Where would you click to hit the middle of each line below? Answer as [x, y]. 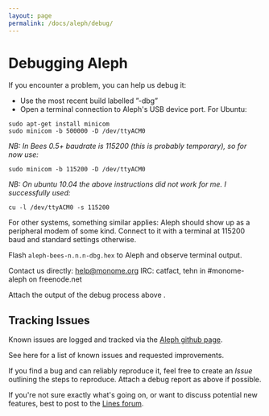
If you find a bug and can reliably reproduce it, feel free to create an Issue [130, 371]
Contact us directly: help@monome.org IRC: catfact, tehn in [107, 271]
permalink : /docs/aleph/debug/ [61, 23]
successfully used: [39, 193]
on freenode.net [55, 279]
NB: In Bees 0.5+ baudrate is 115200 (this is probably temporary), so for [128, 146]
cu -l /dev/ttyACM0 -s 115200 [59, 208]
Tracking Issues [49, 320]
